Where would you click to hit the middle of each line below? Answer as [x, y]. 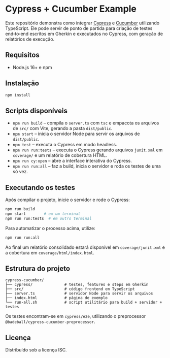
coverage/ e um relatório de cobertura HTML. [60, 155]
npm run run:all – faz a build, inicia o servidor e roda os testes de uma [87, 166]
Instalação [22, 84]
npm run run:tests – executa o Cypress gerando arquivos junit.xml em [88, 150]
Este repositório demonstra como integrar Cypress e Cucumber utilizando [82, 23]
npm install [18, 95]
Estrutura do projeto [38, 268]
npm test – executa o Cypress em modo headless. [65, 145]
